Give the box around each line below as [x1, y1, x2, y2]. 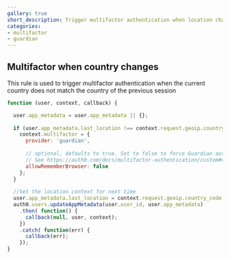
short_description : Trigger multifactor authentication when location [7, 16, 213, 23]
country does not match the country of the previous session [7, 86, 177, 95]
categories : [7, 23, 41, 29]
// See [25, 156, 44, 163]
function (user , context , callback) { [7, 99, 118, 106]
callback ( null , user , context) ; [25, 214, 118, 221]
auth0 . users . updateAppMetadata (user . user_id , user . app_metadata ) [13, 201, 204, 208]
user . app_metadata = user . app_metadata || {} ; [13, 112, 149, 119]
